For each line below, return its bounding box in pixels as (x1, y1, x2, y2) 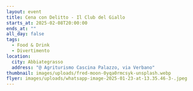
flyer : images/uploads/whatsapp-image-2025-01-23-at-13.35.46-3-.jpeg (6, 75, 188, 81)
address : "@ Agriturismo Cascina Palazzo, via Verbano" (11, 64, 155, 71)
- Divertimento (11, 48, 50, 54)
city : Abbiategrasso (11, 59, 63, 65)
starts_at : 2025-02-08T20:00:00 (6, 20, 87, 26)
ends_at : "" (6, 25, 36, 32)
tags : (6, 37, 20, 43)
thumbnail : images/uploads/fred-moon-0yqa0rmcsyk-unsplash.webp (6, 70, 171, 76)
